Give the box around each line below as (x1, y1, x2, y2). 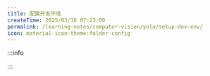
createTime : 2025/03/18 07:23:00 (7, 17, 106, 24)
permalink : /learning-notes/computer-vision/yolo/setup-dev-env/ (7, 23, 203, 30)
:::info (7, 49, 24, 57)
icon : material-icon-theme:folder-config (7, 29, 131, 37)
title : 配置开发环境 (7, 10, 61, 17)
